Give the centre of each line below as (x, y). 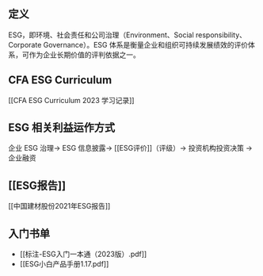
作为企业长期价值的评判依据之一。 (84, 55)
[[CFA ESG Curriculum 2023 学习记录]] (71, 100)
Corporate (25, 44)
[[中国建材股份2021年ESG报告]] (59, 206)
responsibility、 (221, 35)
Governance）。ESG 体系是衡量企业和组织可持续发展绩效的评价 (145, 44)
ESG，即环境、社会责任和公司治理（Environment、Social (101, 35)
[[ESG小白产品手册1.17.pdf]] (64, 264)
